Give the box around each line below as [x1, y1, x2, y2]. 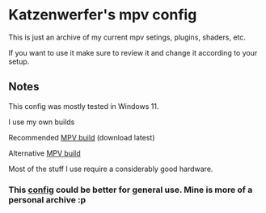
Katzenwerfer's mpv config [8, 6, 197, 24]
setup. [8, 56, 30, 66]
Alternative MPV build [8, 148, 81, 158]
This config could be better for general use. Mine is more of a [8, 184, 253, 195]
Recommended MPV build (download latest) [8, 132, 155, 142]
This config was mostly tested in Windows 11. [8, 101, 159, 111]
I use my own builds [8, 117, 75, 127]
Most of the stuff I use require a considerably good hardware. [8, 164, 213, 173]
